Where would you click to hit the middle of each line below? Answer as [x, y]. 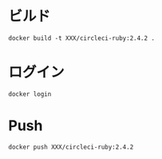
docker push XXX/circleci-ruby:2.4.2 [71, 147]
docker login [30, 94]
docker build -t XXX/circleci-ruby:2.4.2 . [82, 38]
